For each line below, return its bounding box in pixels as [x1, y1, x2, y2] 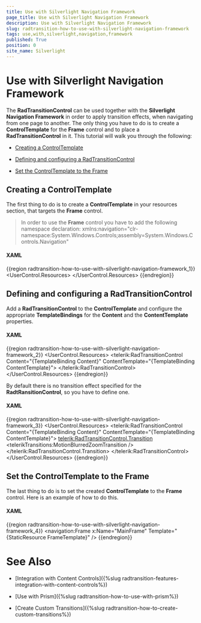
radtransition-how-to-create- [106, 604, 178, 612]
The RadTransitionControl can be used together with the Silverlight [6, 107, 175, 114]
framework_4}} [6, 527, 43, 535]
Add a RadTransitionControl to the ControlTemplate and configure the [6, 305, 182, 312]
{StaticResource [6, 533, 46, 541]
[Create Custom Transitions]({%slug [14, 604, 105, 612]
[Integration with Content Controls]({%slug [14, 574, 121, 581]
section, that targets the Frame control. [6, 207, 103, 214]
